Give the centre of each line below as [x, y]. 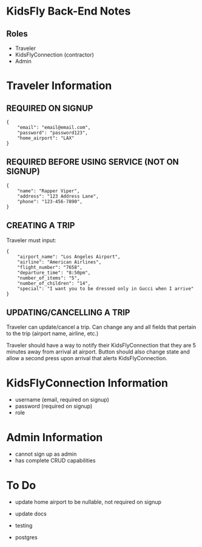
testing [24, 526]
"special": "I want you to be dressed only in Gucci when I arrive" [106, 288]
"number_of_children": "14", [54, 283]
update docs [31, 514]
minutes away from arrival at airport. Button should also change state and [98, 352]
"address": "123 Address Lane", [58, 196]
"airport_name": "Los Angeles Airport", [69, 257]
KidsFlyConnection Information [87, 383]
